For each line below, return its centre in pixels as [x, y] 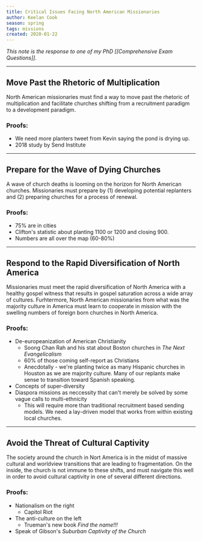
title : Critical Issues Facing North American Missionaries [83, 12]
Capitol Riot [38, 512]
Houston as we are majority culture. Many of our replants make [102, 373]
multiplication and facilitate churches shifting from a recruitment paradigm [98, 103]
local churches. [43, 418]
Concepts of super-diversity [50, 386]
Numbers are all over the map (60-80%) [65, 238]
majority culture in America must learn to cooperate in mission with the [94, 306]
